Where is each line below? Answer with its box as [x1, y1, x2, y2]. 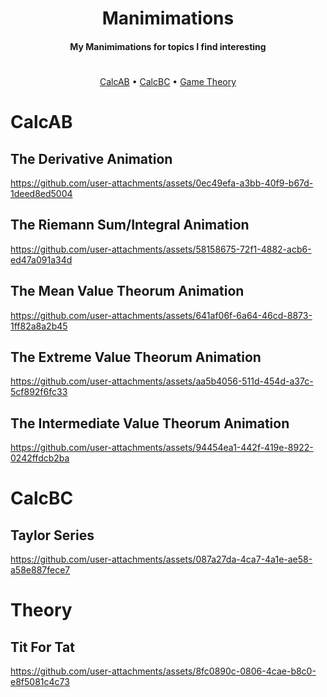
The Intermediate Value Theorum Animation [10, 415, 290, 432]
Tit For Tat [10, 638, 75, 656]
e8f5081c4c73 [10, 676, 70, 688]
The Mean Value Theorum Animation [10, 283, 245, 300]
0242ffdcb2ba [10, 452, 70, 464]
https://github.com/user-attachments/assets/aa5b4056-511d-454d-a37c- [10, 375, 314, 387]
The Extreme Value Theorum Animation [10, 348, 262, 366]
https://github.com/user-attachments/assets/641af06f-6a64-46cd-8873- [10, 309, 313, 321]
